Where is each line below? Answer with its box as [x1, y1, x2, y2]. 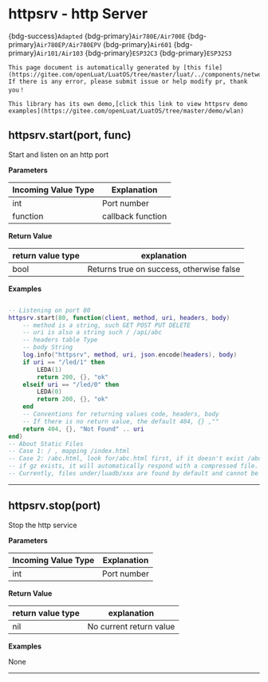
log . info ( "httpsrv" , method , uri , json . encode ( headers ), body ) [22, 351, 238, 359]
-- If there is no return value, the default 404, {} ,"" [22, 417, 219, 425]
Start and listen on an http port [8, 149, 109, 160]
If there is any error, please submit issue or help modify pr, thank [8, 77, 248, 85]
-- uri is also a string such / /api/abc [22, 329, 162, 337]
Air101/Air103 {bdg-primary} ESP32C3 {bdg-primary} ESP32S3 [36, 48, 232, 57]
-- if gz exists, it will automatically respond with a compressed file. [8, 462, 259, 471]
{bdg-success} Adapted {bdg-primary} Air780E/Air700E [8, 31, 186, 41]
